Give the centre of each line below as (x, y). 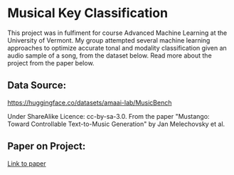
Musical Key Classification (88, 13)
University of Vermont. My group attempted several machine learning (109, 40)
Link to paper (27, 163)
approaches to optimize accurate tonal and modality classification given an (117, 48)
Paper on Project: (47, 146)
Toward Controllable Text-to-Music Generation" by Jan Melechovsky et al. (116, 124)
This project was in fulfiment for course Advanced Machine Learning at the (117, 33)
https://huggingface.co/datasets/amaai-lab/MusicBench (90, 102)
